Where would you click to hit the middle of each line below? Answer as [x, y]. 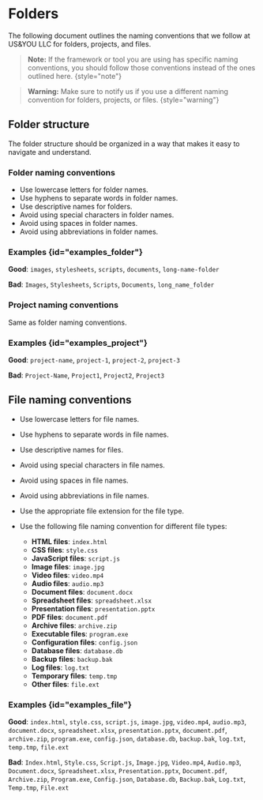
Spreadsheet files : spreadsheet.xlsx [92, 600]
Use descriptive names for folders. [76, 207]
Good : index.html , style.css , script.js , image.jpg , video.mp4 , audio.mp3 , [128, 722]
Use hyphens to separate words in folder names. [99, 198]
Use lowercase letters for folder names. [84, 190]
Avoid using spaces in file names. [74, 480]
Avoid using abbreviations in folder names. [89, 232]
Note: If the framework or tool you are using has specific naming [133, 59]
